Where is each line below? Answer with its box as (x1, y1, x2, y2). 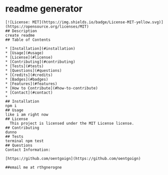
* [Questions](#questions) (5, 68, 62, 73)
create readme (5, 33, 35, 38)
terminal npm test (5, 138, 44, 143)
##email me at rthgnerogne (5, 164, 62, 170)
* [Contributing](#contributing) (5, 59, 76, 64)
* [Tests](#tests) (5, 63, 44, 68)
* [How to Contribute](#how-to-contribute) (5, 85, 98, 91)
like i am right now (5, 112, 49, 117)
